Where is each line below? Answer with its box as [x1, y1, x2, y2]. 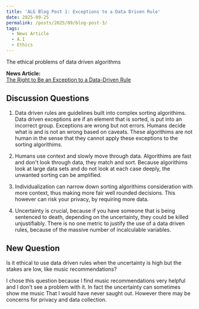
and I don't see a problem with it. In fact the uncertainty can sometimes [6, 283, 181, 291]
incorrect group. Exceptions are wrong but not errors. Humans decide [14, 121, 186, 129]
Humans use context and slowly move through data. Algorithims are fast [14, 152, 192, 160]
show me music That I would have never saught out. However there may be [6, 289, 191, 296]
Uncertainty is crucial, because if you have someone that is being [14, 207, 175, 214]
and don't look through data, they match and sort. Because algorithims [14, 158, 188, 166]
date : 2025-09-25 [6, 14, 49, 20]
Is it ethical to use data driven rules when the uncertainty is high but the [6, 259, 182, 266]
